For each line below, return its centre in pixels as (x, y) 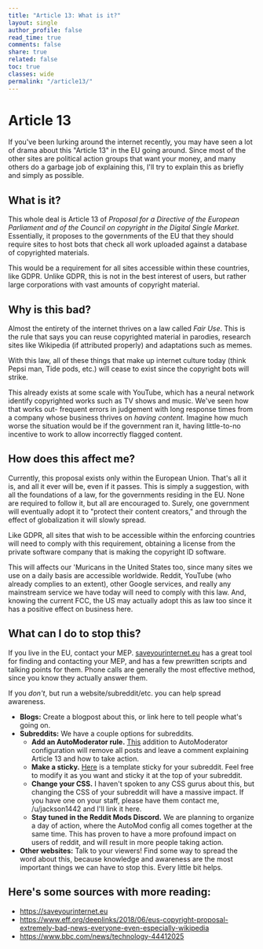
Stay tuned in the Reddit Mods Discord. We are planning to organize (142, 817)
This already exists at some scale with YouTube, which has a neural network (131, 393)
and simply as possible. (46, 176)
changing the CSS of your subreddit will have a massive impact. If (138, 791)
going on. (35, 725)
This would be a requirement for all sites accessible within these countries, (129, 268)
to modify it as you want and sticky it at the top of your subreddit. (137, 775)
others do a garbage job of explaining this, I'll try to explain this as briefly (126, 167)
